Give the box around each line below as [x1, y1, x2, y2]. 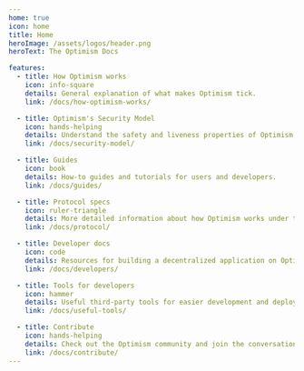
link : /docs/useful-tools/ [25, 306, 127, 316]
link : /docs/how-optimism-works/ [25, 97, 152, 106]
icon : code [25, 247, 66, 256]
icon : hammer [25, 289, 74, 298]
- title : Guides [16, 155, 78, 165]
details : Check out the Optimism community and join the [25, 339, 245, 348]
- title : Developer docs [16, 239, 111, 248]
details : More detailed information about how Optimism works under [25, 215, 289, 224]
